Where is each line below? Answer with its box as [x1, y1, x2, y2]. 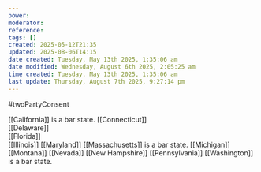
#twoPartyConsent [8, 99, 69, 109]
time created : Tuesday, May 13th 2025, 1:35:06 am [8, 70, 178, 78]
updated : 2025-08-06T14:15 [8, 48, 97, 56]
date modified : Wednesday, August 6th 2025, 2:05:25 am [8, 63, 196, 71]
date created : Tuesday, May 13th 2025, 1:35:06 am [8, 56, 178, 64]
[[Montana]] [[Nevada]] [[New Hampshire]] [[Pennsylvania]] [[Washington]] [8, 148, 254, 158]
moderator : [8, 19, 44, 27]
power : [8, 11, 30, 20]
